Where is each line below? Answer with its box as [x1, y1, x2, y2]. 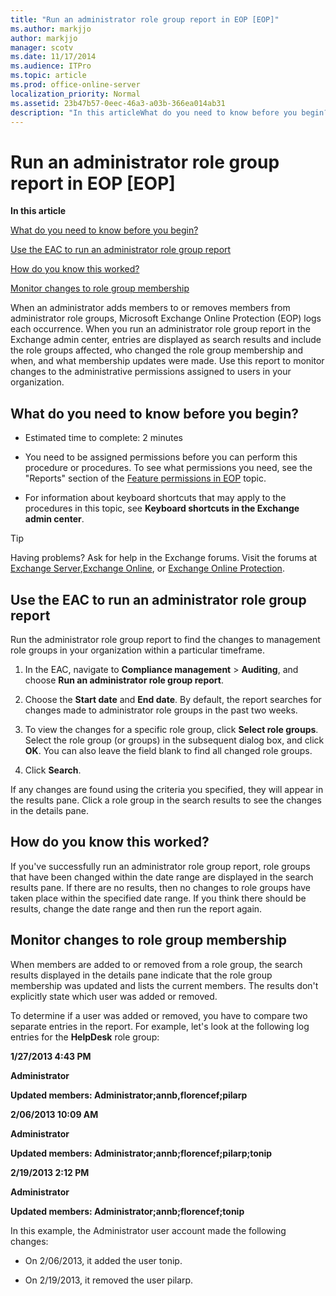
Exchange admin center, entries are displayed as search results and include [10, 334, 322, 346]
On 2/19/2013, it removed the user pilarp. [24, 1274, 194, 1286]
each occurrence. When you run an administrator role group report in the [10, 323, 312, 335]
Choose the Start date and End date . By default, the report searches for [24, 693, 322, 705]
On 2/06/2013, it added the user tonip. [24, 1254, 183, 1266]
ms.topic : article [10, 71, 87, 81]
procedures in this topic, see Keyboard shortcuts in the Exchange [24, 502, 300, 515]
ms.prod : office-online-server [10, 80, 141, 90]
